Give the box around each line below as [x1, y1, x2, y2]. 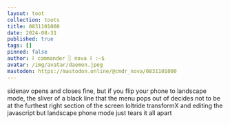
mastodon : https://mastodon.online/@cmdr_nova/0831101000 [7, 68, 177, 74]
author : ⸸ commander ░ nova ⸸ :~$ [7, 55, 105, 62]
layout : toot [7, 10, 45, 17]
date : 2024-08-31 [7, 29, 57, 37]
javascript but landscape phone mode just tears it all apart [7, 108, 172, 117]
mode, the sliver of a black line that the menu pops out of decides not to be [7, 94, 220, 102]
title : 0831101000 [7, 23, 60, 30]
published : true [7, 36, 54, 43]
